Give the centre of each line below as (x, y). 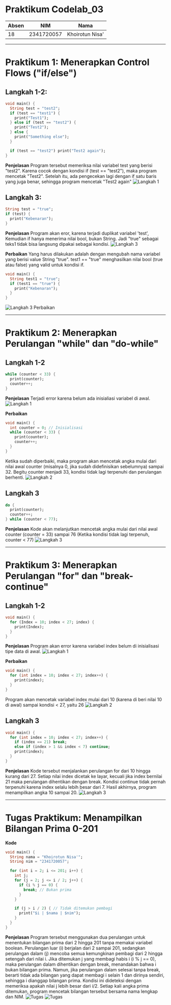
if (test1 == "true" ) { (35, 284)
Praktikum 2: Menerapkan (61, 333)
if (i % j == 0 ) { (38, 885)
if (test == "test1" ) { (35, 113)
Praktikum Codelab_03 (54, 9)
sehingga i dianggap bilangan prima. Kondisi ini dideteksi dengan (73, 981)
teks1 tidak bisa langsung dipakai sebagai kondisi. (58, 244)
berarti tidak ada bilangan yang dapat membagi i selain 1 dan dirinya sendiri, (85, 975)
